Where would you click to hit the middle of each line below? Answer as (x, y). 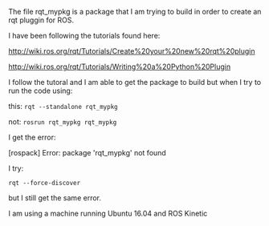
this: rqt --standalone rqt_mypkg (63, 106)
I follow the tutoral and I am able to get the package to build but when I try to (135, 82)
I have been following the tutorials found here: (84, 36)
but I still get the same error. (55, 198)
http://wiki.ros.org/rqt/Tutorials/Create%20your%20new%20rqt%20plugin (132, 51)
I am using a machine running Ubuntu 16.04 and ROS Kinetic (108, 213)
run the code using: (41, 91)
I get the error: (32, 137)
